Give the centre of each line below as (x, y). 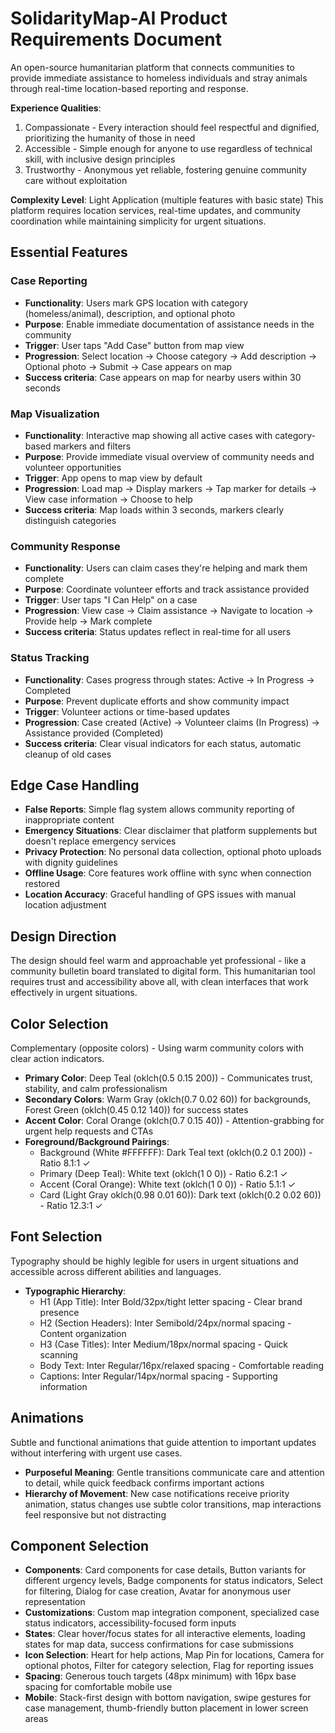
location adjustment (65, 905)
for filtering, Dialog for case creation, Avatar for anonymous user (158, 1591)
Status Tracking (50, 658)
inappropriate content (69, 820)
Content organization (83, 1333)
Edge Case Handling (75, 785)
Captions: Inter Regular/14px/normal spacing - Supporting (158, 1376)
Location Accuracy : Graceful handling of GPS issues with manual (160, 894)
